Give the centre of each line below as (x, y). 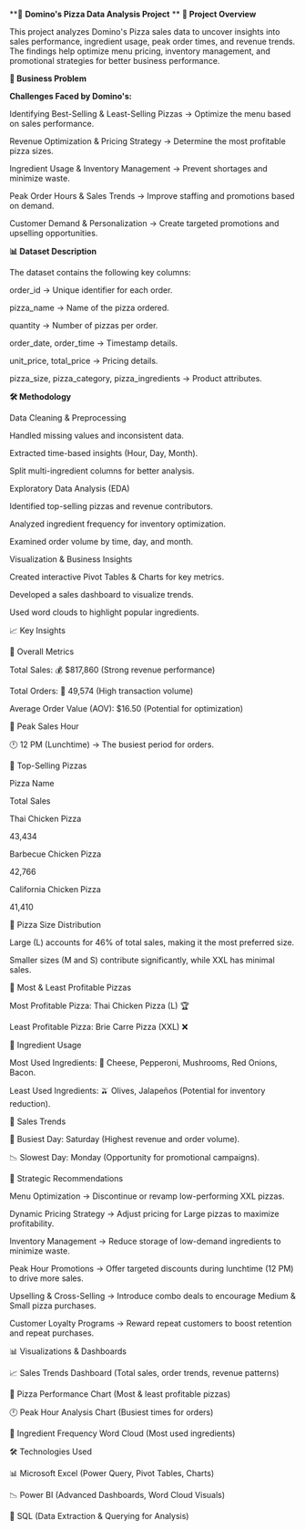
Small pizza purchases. (53, 1306)
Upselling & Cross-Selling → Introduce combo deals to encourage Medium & (152, 1296)
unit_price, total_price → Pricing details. (84, 361)
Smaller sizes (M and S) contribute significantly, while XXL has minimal (142, 960)
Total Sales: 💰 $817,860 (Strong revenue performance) (112, 670)
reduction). (30, 1103)
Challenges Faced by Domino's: (71, 96)
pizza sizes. (32, 151)
